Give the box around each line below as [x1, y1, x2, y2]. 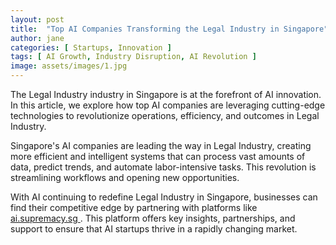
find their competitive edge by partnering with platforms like [10, 202, 258, 213]
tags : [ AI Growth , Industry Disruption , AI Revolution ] [10, 52, 257, 62]
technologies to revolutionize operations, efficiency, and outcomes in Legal [10, 110, 320, 121]
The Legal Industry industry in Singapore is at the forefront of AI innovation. [10, 89, 322, 100]
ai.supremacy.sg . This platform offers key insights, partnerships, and [10, 212, 296, 224]
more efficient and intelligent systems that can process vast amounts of [10, 151, 306, 162]
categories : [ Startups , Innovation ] [10, 42, 172, 53]
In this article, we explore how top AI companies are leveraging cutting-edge [10, 99, 326, 111]
